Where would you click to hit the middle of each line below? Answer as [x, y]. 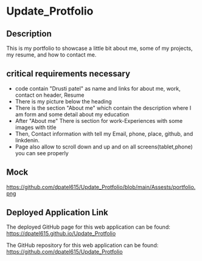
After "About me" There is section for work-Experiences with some [99, 120]
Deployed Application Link [57, 213]
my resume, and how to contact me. [51, 55]
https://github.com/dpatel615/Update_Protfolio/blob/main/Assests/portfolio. [101, 187]
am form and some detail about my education [72, 114]
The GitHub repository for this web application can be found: [82, 245]
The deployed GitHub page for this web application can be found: [88, 227]
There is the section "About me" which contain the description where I [103, 108]
